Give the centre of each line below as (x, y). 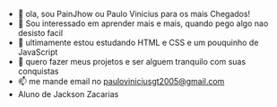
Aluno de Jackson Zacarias (68, 94)
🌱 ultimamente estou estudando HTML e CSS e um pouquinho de (138, 42)
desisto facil (40, 33)
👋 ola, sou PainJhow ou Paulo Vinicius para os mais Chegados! (134, 14)
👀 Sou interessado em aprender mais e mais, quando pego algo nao (143, 23)
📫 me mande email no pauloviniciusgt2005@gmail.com (121, 81)
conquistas (38, 71)
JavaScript (38, 52)
